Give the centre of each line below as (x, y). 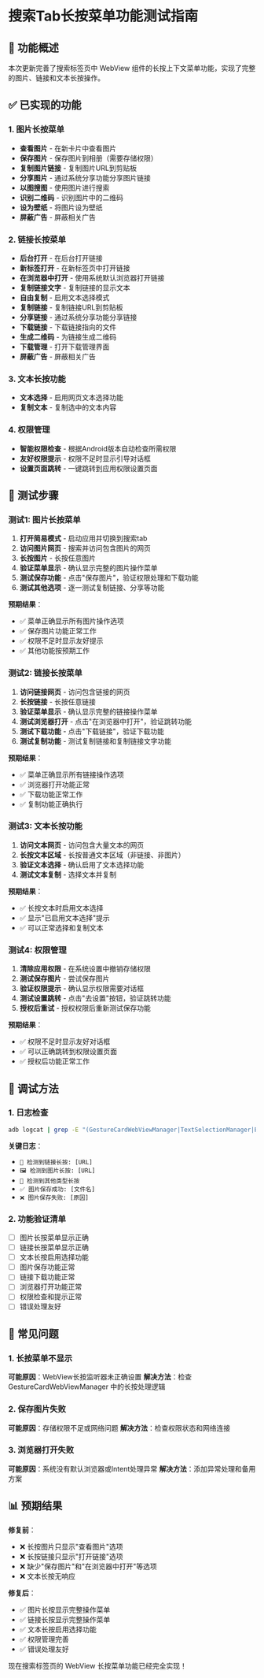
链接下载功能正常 (47, 1277)
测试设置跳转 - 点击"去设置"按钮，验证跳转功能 (95, 998)
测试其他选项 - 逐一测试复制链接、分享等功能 (92, 588)
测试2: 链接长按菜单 (45, 673)
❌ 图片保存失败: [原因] (54, 1197)
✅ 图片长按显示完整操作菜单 (65, 1609)
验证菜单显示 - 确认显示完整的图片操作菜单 (89, 568)
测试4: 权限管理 (37, 950)
